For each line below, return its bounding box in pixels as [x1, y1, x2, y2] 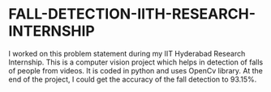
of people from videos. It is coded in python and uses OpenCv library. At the [8, 65, 264, 75]
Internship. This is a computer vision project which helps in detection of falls [8, 57, 264, 67]
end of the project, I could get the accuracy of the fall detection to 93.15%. [8, 74, 257, 84]
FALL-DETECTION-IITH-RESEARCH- [8, 5, 256, 23]
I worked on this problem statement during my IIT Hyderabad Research [8, 48, 246, 58]
